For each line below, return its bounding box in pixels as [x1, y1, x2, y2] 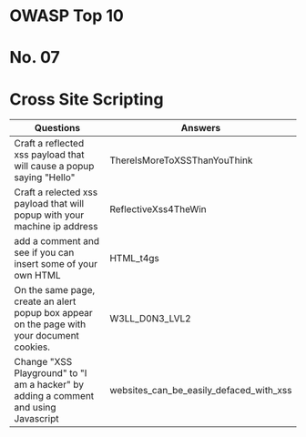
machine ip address [14, 220, 98, 233]
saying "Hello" [14, 171, 76, 184]
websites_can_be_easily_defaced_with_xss [108, 384, 292, 397]
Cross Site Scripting [9, 88, 164, 109]
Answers [180, 122, 221, 135]
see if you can [14, 247, 75, 259]
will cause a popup [14, 160, 95, 173]
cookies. [14, 340, 51, 353]
